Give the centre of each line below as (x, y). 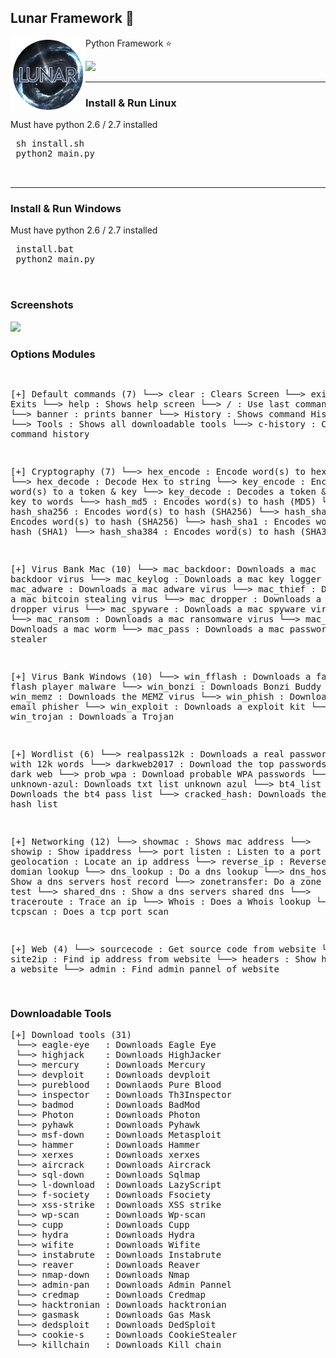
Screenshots (42, 305)
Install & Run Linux (131, 103)
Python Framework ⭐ (129, 43)
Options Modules (53, 354)
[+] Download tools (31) (71, 1035)
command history (50, 434)
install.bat (45, 249)
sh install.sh (50, 144)
